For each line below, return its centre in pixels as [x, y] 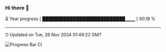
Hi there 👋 [17, 8]
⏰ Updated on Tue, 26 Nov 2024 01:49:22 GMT [54, 35]
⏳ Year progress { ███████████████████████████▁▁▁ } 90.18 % [80, 19]
